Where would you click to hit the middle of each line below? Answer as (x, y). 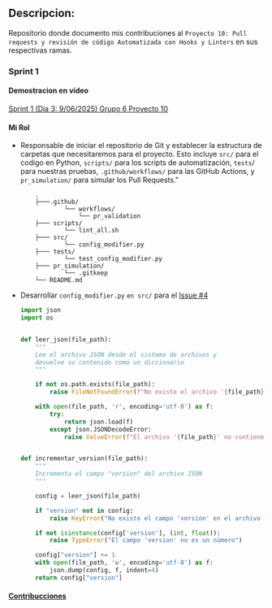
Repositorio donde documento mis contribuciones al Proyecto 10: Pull (128, 33)
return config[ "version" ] (79, 578)
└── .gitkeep (86, 273)
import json (40, 311)
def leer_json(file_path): (66, 339)
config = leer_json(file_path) (88, 496)
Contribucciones (37, 596)
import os (37, 318)
